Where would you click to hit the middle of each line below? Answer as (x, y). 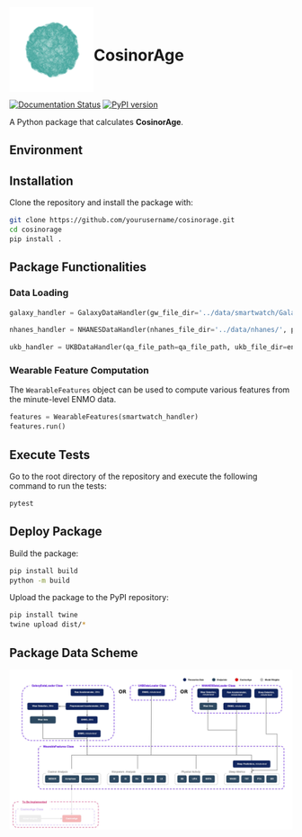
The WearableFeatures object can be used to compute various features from (150, 390)
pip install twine (44, 615)
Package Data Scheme (74, 653)
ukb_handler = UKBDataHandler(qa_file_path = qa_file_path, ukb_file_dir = (148, 347)
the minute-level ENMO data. (63, 400)
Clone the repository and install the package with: (101, 202)
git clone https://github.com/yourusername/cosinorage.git (122, 220)
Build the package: (44, 553)
